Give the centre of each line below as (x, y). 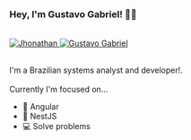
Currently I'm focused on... (59, 90)
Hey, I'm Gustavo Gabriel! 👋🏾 (73, 14)
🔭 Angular (41, 107)
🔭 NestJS (39, 117)
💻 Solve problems (56, 127)
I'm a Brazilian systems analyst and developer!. (96, 70)
